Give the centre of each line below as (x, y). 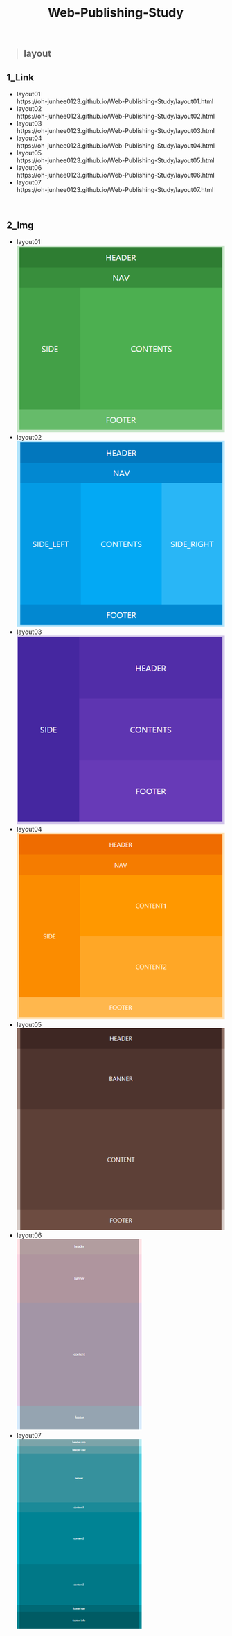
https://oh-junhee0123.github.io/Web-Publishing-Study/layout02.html (116, 117)
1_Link (20, 77)
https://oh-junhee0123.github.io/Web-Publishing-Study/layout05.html (115, 160)
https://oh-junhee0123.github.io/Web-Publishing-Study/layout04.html (116, 146)
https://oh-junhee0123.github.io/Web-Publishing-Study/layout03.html (116, 131)
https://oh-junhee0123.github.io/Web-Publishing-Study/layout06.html (116, 175)
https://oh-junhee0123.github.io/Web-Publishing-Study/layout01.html (115, 101)
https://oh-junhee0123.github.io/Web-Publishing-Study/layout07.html (115, 190)
